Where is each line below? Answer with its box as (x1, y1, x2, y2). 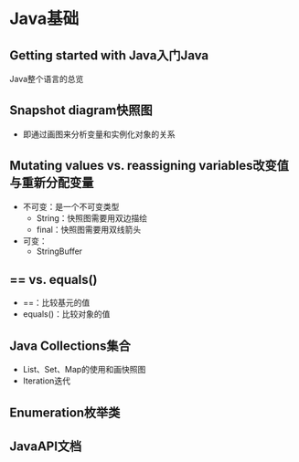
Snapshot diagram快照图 (9, 102, 153, 119)
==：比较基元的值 (22, 298, 91, 309)
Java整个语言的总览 (9, 74, 84, 84)
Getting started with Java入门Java (9, 47, 209, 63)
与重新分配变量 (9, 175, 94, 191)
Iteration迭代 (22, 375, 71, 386)
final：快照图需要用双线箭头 (36, 224, 142, 235)
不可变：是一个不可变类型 (22, 201, 120, 212)
